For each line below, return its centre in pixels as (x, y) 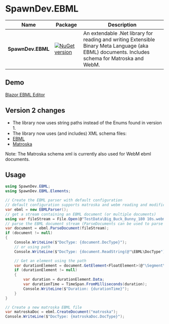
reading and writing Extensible (119, 39)
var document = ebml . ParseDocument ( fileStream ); (57, 228)
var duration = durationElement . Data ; (64, 280)
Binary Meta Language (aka (116, 46)
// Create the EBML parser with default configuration (64, 200)
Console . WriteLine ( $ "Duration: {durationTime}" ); (76, 289)
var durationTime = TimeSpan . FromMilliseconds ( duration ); (85, 284)
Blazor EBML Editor (25, 95)
